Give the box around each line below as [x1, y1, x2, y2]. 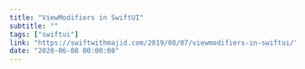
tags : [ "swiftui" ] [9, 30, 79, 39]
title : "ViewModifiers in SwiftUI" [9, 13, 144, 22]
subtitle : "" [9, 22, 59, 30]
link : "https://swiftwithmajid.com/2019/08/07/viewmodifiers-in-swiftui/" [9, 38, 299, 47]
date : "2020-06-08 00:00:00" [9, 47, 120, 56]
